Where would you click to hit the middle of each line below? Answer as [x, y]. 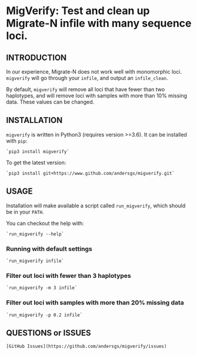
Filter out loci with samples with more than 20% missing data [95, 303]
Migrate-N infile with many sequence [99, 23]
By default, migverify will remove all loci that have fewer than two [86, 89]
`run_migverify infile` [35, 261]
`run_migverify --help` [35, 234]
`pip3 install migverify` [38, 151]
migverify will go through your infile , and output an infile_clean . [87, 78]
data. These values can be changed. [50, 102]
